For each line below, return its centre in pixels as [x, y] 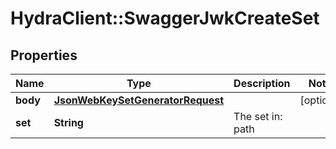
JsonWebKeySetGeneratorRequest [139, 100]
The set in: [258, 116]
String [68, 122]
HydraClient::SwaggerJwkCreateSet [165, 18]
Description [262, 83]
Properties [44, 55]
